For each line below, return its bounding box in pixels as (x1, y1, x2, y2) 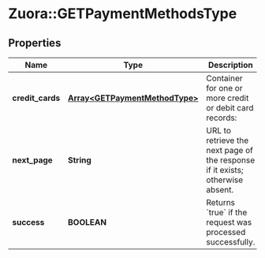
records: (206, 112, 237, 123)
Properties (8, 36, 62, 50)
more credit (206, 92, 249, 103)
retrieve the (206, 135, 249, 146)
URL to (206, 125, 231, 136)
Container (206, 73, 243, 84)
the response (206, 155, 256, 166)
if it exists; (206, 165, 244, 175)
